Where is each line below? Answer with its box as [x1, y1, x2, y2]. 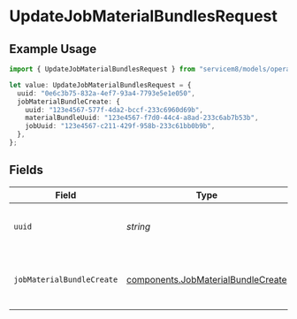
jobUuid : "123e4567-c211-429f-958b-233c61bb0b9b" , [25, 122, 216, 131]
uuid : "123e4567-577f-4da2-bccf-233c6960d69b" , [25, 105, 203, 114]
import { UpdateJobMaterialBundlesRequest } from [9, 65, 196, 73]
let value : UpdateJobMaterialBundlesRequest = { [9, 80, 192, 89]
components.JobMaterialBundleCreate [126, 273, 287, 285]
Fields [9, 163, 44, 178]
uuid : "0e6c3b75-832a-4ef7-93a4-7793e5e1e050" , [17, 88, 196, 98]
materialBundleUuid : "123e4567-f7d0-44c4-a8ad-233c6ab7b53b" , [25, 113, 259, 123]
